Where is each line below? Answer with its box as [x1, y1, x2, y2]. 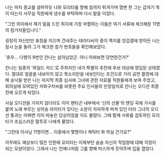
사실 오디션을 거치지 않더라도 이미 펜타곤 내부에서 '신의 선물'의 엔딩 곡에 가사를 [5, 100, 156, 106]
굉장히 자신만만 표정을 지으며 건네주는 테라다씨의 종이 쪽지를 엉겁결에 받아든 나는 [5, 38, 161, 43]
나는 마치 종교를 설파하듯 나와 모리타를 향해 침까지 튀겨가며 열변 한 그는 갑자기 [5, 4, 155, 10]
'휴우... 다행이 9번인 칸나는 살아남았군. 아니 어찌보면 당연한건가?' [5, 54, 130, 60]
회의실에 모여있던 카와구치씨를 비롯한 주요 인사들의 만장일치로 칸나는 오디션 [5, 83, 150, 89]
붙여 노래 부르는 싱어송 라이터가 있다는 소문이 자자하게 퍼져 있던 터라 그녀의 [5, 106, 150, 112]
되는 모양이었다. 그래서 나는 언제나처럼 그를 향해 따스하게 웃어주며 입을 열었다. [5, 146, 155, 152]
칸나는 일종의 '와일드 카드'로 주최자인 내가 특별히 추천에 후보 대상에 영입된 [5, 65, 147, 71]
